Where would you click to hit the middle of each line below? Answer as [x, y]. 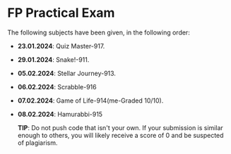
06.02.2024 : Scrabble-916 [57, 86]
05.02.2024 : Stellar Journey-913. [67, 73]
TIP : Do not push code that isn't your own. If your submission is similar [120, 127]
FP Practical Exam [61, 13]
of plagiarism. [37, 143]
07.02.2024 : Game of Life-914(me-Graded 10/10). [90, 101]
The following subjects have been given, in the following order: [99, 32]
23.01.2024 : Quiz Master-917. [61, 46]
